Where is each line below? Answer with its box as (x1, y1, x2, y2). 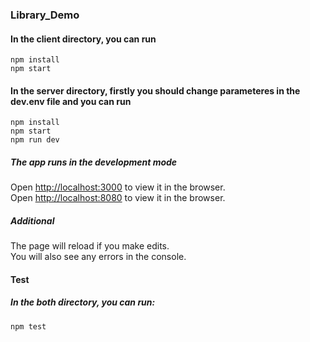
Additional (10, 214, 55, 227)
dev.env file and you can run (10, 95, 132, 107)
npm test (10, 321, 47, 332)
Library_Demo (10, 8, 80, 22)
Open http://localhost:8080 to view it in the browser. (10, 192, 226, 204)
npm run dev (10, 135, 60, 145)
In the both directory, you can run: (10, 296, 156, 308)
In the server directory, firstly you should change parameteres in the (10, 84, 301, 97)
